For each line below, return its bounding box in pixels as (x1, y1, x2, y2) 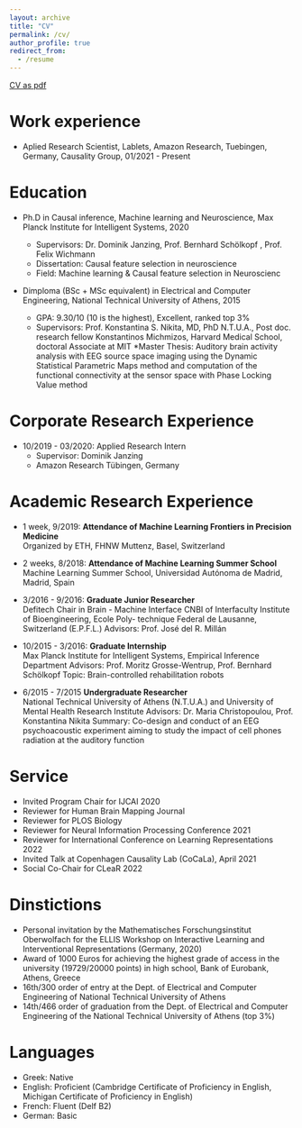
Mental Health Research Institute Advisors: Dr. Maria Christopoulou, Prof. (22, 705, 294, 716)
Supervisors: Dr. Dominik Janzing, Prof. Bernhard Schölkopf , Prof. (35, 239, 282, 250)
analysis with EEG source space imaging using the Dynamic (35, 350, 258, 361)
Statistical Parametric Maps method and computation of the (35, 359, 258, 370)
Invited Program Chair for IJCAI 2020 (22, 796, 160, 806)
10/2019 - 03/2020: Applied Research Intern (22, 441, 187, 451)
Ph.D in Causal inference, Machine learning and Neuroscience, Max (22, 212, 274, 223)
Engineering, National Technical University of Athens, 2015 (22, 295, 241, 305)
